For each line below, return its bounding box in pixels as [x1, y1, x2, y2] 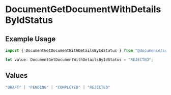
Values [5, 71, 28, 80]
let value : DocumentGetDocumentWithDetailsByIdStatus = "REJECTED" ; [5, 57, 154, 62]
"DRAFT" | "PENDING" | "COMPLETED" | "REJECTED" [5, 85, 110, 90]
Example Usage [5, 35, 56, 43]
